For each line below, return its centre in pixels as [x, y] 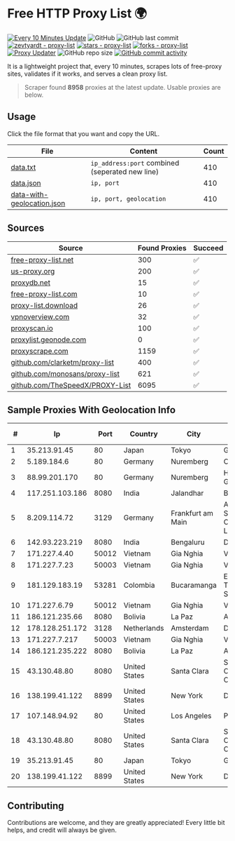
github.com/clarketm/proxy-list [62, 362]
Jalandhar [187, 493]
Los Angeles [191, 716]
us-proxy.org [33, 271]
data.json [26, 183]
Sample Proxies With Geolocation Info [92, 410]
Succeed [208, 248]
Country [144, 434]
